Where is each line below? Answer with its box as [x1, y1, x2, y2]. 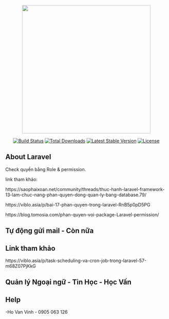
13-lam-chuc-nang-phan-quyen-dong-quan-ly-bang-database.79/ [5, 192, 147, 198]
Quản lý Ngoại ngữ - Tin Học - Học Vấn [5, 278, 132, 287]
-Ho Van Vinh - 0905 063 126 [5, 309, 68, 315]
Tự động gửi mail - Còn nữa [5, 227, 94, 235]
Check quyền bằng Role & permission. [5, 166, 86, 172]
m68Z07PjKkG [5, 263, 36, 269]
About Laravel [5, 153, 51, 161]
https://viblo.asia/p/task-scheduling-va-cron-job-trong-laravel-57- [5, 257, 147, 264]
